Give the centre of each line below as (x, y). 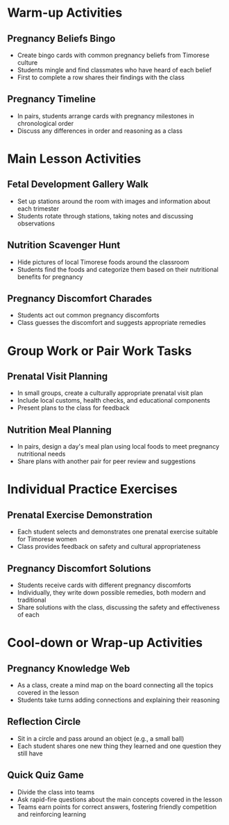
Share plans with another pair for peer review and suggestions (107, 461)
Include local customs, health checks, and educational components (113, 401)
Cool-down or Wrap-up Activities (105, 643)
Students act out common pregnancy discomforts (88, 315)
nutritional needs (41, 454)
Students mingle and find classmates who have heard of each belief (114, 70)
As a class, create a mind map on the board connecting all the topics (115, 685)
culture (27, 63)
